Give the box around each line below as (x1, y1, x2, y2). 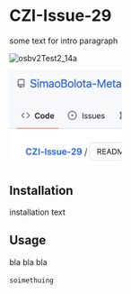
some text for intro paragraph (9, 35, 118, 46)
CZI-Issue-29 (9, 5, 112, 26)
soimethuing (9, 276, 54, 285)
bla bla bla (9, 256, 48, 267)
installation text (9, 207, 65, 217)
